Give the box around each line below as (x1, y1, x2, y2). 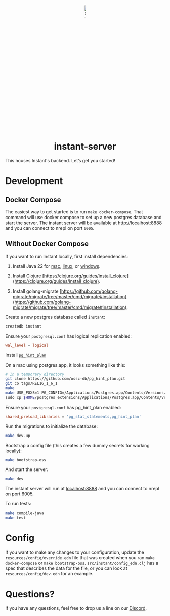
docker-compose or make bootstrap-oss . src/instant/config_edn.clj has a (5, 560, 159, 566)
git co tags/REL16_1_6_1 (5, 381, 58, 386)
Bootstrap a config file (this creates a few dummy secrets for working (5, 442, 150, 448)
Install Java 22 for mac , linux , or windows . (12, 263, 101, 269)
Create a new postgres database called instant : (5, 314, 105, 320)
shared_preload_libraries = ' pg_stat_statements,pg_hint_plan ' (5, 414, 142, 419)
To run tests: (5, 501, 31, 507)
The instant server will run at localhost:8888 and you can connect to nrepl (5, 486, 159, 492)
